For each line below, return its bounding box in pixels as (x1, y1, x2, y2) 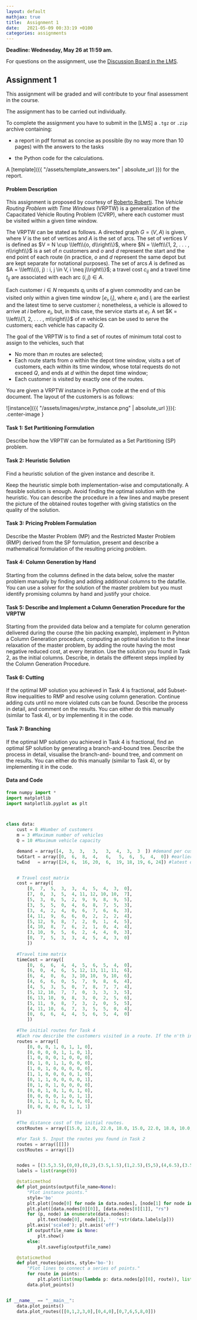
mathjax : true (6, 14, 41, 20)
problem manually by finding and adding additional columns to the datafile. (6, 578, 187, 585)
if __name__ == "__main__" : (6, 1297, 75, 1304)
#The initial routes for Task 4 (16, 1027, 96, 1033)
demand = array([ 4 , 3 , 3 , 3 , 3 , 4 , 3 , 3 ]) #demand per (16, 848, 182, 854)
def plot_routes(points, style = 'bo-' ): (16, 1260, 114, 1266)
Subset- (167, 687, 188, 694)
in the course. (6, 96, 40, 103)
